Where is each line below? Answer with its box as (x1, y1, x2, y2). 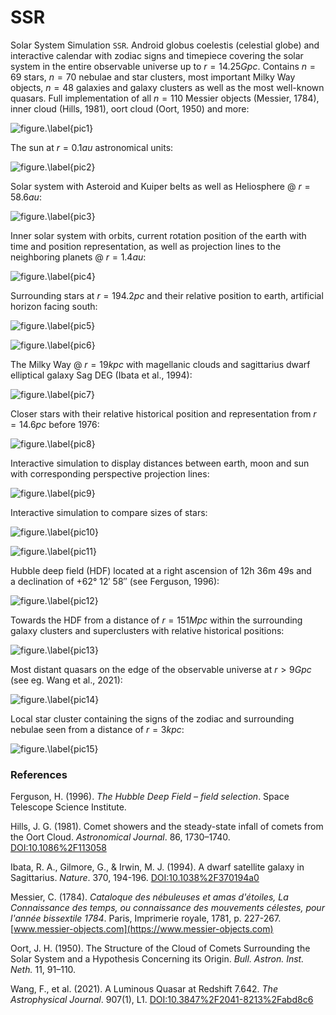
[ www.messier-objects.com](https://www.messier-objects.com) (10, 923, 274, 935)
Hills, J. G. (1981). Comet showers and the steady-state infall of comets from (10, 821, 324, 833)
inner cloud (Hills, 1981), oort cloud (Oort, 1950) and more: (10, 102, 250, 115)
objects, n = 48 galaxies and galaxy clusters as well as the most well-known (10, 81, 325, 93)
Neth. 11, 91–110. (10, 964, 77, 976)
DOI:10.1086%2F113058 (10, 842, 107, 854)
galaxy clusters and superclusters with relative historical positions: (10, 624, 285, 636)
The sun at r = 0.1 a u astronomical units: (10, 141, 174, 153)
